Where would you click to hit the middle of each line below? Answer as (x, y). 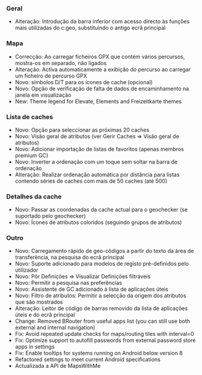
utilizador (26, 270)
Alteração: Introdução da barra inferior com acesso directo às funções (102, 22)
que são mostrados (39, 302)
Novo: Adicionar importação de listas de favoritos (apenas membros (99, 149)
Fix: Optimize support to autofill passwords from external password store (105, 340)
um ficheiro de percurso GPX (51, 76)
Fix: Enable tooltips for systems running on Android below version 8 (99, 353)
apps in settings (35, 347)
